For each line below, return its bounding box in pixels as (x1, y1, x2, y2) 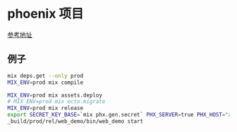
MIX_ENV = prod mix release (7, 104, 83, 112)
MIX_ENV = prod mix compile (7, 78, 83, 86)
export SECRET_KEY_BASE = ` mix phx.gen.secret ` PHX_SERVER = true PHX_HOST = (7, 112, 226, 119)
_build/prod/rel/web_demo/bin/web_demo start (7, 118, 143, 125)
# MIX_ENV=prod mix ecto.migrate (7, 98, 106, 105)
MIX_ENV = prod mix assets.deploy (7, 92, 102, 99)
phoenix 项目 (7, 6, 84, 22)
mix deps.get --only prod (7, 72, 83, 79)
